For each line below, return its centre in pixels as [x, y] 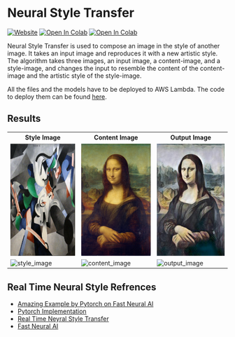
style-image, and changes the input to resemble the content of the [103, 68]
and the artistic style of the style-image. [84, 76]
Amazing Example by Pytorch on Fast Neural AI [85, 304]
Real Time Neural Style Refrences [82, 287]
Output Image [191, 137]
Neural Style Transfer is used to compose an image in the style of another [114, 46]
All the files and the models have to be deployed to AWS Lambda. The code [116, 89]
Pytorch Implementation [52, 311]
